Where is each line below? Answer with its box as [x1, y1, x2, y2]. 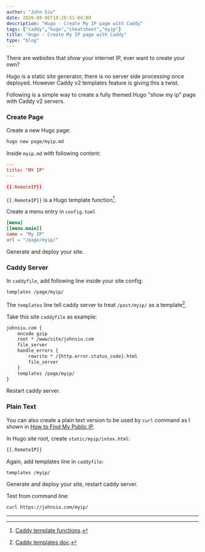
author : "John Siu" [6, 9, 56, 15]
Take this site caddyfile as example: [6, 313, 98, 320]
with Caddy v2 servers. [6, 97, 65, 105]
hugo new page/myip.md [6, 138, 64, 145]
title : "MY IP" [6, 167, 45, 173]
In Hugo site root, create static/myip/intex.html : [6, 434, 131, 442]
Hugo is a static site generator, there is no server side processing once [6, 73, 184, 80]
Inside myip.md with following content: [6, 149, 101, 157]
